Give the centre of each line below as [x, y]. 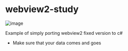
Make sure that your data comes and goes [57, 43]
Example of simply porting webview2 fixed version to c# [64, 33]
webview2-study [42, 9]
